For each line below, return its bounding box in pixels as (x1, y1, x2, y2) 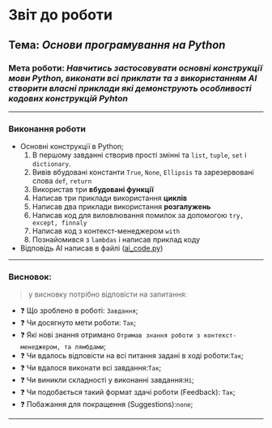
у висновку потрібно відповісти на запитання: (28, 289, 188, 299)
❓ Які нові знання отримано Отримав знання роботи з (19, 330, 201, 340)
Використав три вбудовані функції (32, 185, 154, 195)
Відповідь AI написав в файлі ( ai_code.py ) (19, 243, 164, 253)
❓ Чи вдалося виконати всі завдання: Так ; (19, 363, 162, 373)
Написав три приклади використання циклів (32, 193, 188, 203)
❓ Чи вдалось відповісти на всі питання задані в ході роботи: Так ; (19, 351, 244, 361)
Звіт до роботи (8, 6, 113, 24)
